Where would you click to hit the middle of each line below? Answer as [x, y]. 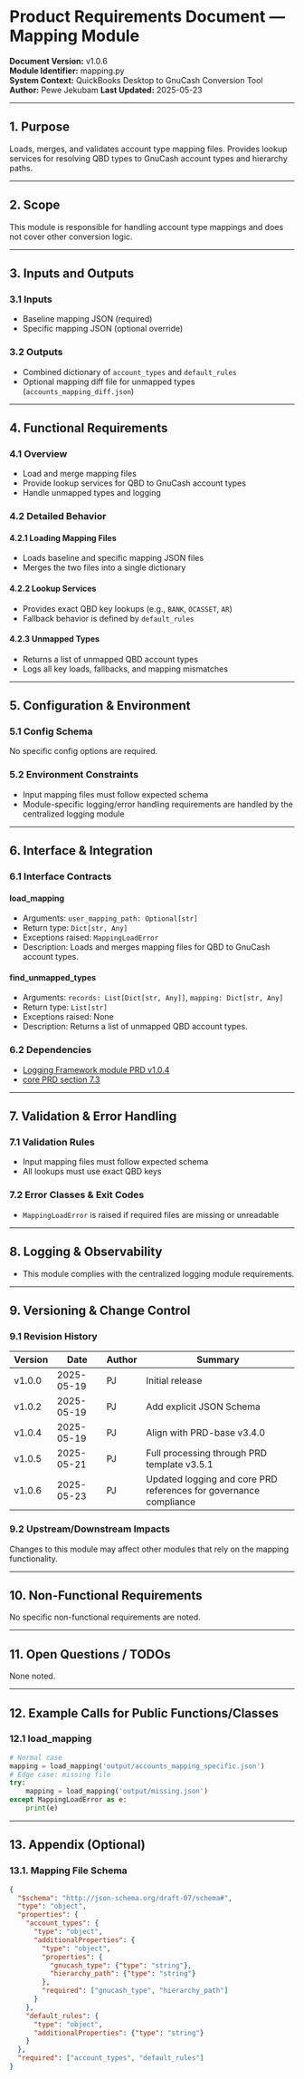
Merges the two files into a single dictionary [104, 567]
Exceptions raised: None [68, 1017]
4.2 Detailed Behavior [58, 517]
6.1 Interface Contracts [61, 876]
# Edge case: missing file [60, 1774]
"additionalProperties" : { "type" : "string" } [119, 2033]
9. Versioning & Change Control [100, 1310]
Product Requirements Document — [147, 17]
